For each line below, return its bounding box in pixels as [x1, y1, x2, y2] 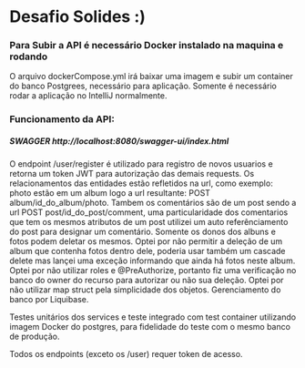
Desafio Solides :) [9, 6, 146, 27]
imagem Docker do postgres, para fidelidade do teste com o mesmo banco [9, 322, 291, 332]
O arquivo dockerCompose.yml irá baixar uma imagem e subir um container [9, 71, 293, 82]
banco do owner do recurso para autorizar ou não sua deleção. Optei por [9, 275, 284, 286]
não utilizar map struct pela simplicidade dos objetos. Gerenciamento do [9, 284, 281, 295]
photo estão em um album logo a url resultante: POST [9, 188, 211, 199]
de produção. [9, 331, 60, 342]
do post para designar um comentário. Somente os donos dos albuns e [9, 226, 276, 238]
